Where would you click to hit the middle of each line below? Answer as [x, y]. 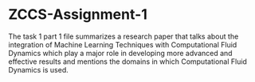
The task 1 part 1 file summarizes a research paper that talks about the [124, 36]
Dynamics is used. [39, 69]
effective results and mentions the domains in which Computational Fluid [127, 61]
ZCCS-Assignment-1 [78, 15]
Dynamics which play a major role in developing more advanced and [120, 53]
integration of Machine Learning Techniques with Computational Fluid [123, 44]
